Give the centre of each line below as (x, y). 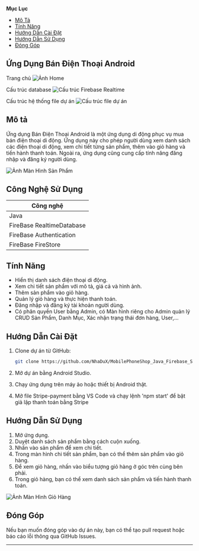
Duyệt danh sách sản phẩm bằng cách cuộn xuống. (78, 441)
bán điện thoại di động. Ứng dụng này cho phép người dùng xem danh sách (98, 140)
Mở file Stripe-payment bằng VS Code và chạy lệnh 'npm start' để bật (100, 396)
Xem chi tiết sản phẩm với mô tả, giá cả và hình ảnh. (78, 286)
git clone (27, 362)
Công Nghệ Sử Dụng (44, 189)
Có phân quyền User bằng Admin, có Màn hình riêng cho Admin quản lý (102, 312)
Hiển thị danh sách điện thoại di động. (61, 280)
